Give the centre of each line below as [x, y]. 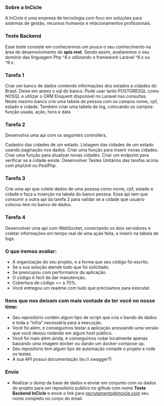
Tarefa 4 [15, 217]
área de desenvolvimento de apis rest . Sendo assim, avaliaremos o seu [77, 52]
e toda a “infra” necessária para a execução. [57, 323]
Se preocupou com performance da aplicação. [59, 272]
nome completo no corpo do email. [48, 398]
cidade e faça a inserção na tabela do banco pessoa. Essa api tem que [77, 194]
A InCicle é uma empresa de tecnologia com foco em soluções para [74, 18]
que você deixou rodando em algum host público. [62, 333]
